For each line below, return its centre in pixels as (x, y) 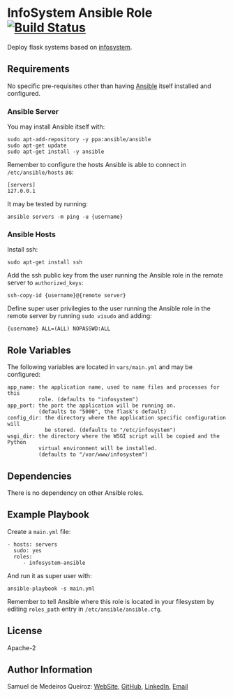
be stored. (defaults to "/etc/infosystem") (110, 430)
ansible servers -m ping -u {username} (65, 217)
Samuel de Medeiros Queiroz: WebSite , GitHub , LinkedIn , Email (98, 687)
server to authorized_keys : (45, 283)
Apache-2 (22, 647)
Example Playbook (48, 515)
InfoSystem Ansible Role (80, 13)
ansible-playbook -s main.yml (51, 589)
